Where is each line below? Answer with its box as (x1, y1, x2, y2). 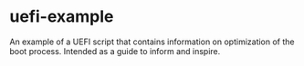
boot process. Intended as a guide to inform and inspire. (9, 45, 221, 56)
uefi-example (9, 6, 114, 27)
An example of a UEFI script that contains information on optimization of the (9, 36, 295, 47)
